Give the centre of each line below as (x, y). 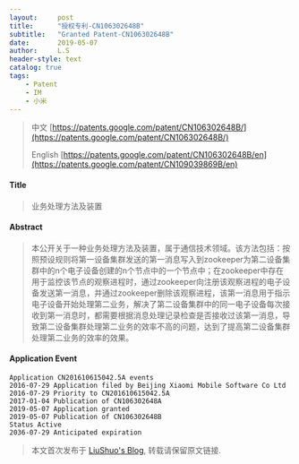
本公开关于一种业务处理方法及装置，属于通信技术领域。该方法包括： (157, 248)
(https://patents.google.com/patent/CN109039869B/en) (134, 164)
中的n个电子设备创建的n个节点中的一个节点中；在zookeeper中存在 (162, 271)
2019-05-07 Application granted (69, 408)
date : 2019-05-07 (54, 43)
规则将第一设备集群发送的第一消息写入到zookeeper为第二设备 (169, 259)
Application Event (43, 358)
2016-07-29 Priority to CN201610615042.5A (90, 393)
